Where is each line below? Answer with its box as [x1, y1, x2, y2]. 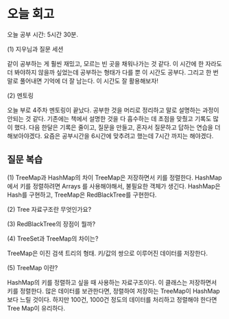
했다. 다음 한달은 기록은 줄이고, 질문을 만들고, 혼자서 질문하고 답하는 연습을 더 [14, 123, 221, 131]
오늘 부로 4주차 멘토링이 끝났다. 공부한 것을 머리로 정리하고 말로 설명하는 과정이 [7, 106, 219, 114]
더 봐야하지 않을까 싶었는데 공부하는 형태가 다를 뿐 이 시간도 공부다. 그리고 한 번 [7, 68, 219, 76]
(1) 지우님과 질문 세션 [7, 45, 64, 53]
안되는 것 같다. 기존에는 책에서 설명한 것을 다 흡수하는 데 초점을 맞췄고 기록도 [7, 114, 212, 122]
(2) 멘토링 [7, 91, 34, 100]
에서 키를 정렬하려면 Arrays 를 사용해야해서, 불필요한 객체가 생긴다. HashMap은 [7, 181, 221, 190]
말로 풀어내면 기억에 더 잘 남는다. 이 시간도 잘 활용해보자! [7, 76, 159, 85]
